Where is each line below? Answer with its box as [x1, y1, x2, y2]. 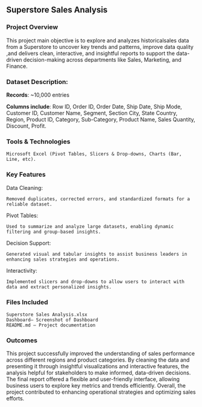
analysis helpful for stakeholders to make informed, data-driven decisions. [6, 369, 191, 377]
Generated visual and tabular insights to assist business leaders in [6, 251, 188, 257]
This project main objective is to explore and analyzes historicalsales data [6, 36, 189, 44]
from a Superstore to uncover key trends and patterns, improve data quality [6, 43, 194, 50]
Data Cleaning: [6, 184, 43, 191]
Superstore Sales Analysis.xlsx [6, 311, 87, 317]
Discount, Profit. [6, 122, 46, 129]
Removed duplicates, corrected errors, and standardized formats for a [6, 196, 190, 202]
